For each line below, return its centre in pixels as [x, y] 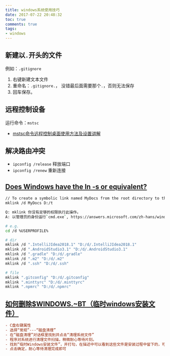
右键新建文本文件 [30, 79]
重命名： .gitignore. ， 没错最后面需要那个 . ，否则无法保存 [73, 85]
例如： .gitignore [23, 68]
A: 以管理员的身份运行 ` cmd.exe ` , [37, 217]
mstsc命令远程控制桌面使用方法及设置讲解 [57, 133]
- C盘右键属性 [18, 326]
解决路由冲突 [25, 151]
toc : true [16, 19]
